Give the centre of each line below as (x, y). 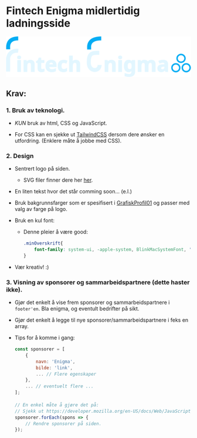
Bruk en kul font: (34, 220)
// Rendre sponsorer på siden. (64, 424)
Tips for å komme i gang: (45, 338)
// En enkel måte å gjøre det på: (57, 405)
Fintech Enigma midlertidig (73, 11)
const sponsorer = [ (40, 349)
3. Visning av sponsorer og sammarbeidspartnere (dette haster (98, 282)
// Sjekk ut (29, 411)
